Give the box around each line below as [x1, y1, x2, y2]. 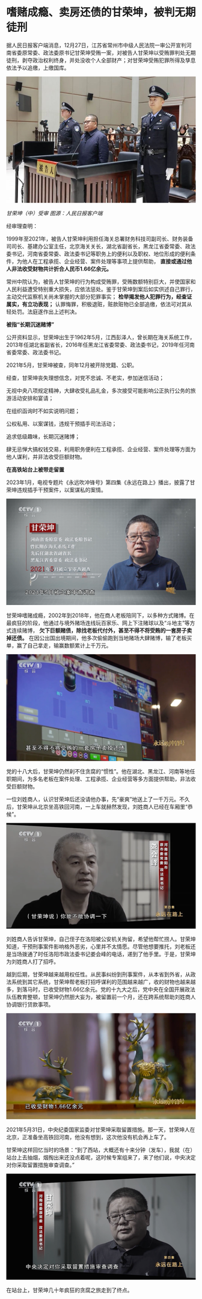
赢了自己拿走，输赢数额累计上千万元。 [16, 642, 112, 649]
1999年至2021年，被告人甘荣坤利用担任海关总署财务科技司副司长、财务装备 [6, 235, 194, 242]
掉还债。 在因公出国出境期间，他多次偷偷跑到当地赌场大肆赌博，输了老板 [6, 634, 187, 641]
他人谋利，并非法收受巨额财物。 [6, 453, 85, 461]
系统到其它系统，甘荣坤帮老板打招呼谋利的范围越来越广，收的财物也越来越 [11, 978, 196, 985]
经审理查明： [6, 223, 38, 230]
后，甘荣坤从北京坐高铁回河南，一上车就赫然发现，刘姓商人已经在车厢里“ [6, 803, 188, 810]
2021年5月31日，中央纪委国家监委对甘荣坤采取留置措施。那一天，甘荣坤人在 [6, 1126, 195, 1133]
